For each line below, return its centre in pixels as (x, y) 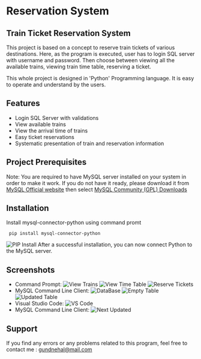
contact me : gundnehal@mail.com (49, 349)
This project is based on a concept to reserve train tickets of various (91, 47)
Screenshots (31, 270)
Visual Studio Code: (39, 303)
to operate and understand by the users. (56, 85)
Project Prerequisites (46, 162)
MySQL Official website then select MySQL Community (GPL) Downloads (97, 189)
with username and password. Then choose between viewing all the (91, 60)
